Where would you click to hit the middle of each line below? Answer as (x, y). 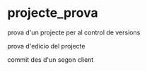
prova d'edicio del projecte (46, 46)
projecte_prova (53, 13)
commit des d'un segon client (51, 59)
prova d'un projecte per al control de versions (74, 32)
